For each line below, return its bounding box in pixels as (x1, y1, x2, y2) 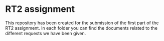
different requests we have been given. (5, 30, 86, 36)
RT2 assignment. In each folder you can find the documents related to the (5, 25, 158, 31)
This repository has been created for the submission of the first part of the (5, 20, 159, 26)
